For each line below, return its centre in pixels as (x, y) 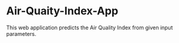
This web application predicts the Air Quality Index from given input (89, 27)
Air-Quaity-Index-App (62, 11)
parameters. (21, 33)
